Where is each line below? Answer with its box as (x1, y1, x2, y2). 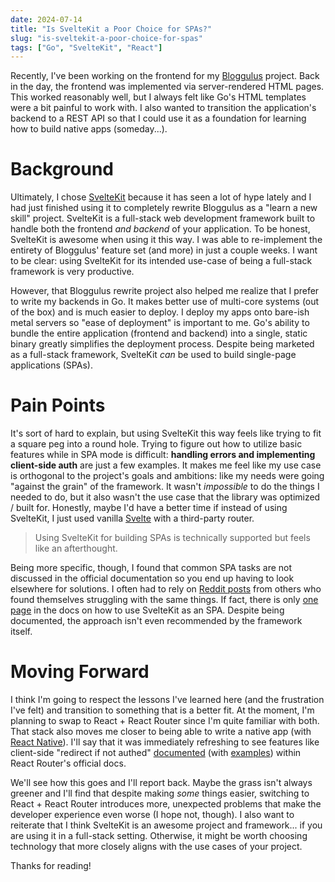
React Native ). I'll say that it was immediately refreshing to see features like (10, 736, 320, 748)
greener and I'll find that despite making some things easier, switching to (10, 787, 310, 800)
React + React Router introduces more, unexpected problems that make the (10, 798, 322, 810)
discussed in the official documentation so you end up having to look (10, 572, 295, 585)
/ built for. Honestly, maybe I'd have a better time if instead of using (10, 502, 288, 514)
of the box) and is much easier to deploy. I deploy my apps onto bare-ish (10, 306, 310, 318)
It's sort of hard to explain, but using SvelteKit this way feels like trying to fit (10, 427, 322, 440)
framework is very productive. (10, 266, 135, 278)
